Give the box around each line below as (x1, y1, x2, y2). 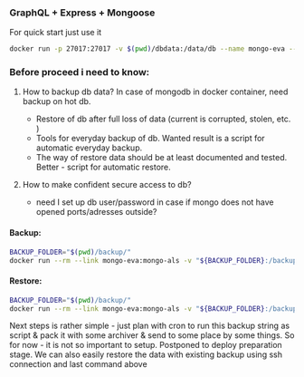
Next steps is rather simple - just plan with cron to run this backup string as (9, 320, 290, 332)
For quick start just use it (9, 27, 102, 38)
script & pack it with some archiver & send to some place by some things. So (9, 330, 295, 341)
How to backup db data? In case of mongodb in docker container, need (22, 86, 289, 97)
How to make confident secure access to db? (22, 179, 192, 190)
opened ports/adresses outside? (35, 207, 157, 217)
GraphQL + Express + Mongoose (9, 6, 156, 19)
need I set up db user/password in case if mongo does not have (35, 197, 274, 208)
